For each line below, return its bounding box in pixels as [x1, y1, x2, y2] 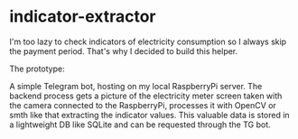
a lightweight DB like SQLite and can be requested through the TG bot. [9, 119, 271, 130]
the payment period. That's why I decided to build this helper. [9, 45, 238, 56]
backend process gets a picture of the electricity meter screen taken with [9, 90, 283, 101]
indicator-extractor [9, 6, 156, 27]
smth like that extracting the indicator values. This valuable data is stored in [9, 109, 291, 120]
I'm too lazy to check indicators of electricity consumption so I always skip [9, 36, 287, 47]
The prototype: [9, 63, 65, 74]
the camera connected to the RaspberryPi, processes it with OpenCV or [9, 99, 277, 110]
